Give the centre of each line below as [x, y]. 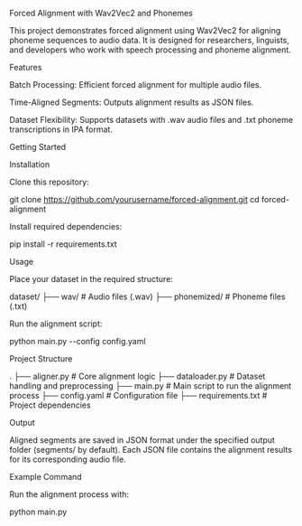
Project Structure [41, 359]
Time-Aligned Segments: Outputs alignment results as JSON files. [132, 102]
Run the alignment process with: [69, 494]
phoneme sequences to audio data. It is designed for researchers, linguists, [150, 40]
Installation [30, 164]
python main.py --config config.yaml [78, 341]
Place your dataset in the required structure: [92, 279]
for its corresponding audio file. [68, 459]
